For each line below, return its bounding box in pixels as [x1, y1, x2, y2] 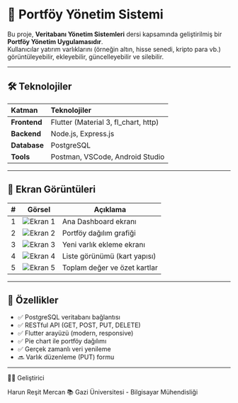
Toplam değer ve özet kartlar [62, 263, 158, 272]
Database [11, 140, 45, 150]
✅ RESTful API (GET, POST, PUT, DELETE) [17, 321, 141, 329]
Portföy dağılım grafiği [62, 228, 136, 238]
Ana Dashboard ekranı [62, 216, 137, 226]
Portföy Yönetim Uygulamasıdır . [7, 37, 103, 45]
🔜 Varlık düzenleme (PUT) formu [17, 353, 115, 361]
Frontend [11, 117, 42, 127]
